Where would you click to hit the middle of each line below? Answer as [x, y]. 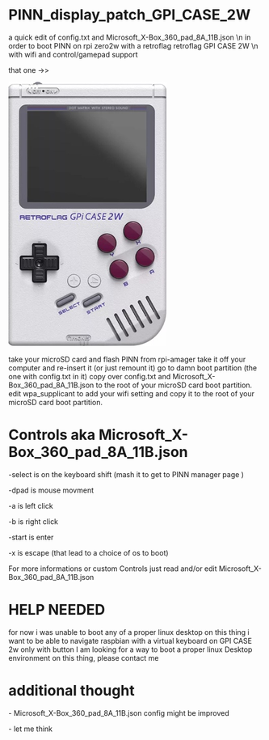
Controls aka [52, 435]
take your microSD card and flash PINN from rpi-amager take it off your [127, 359]
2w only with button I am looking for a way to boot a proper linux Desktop [130, 649]
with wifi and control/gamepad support [73, 54]
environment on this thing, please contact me [84, 658]
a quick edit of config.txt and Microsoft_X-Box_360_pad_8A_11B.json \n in [130, 37]
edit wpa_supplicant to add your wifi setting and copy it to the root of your [132, 393]
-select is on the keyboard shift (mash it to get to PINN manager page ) [126, 474]
